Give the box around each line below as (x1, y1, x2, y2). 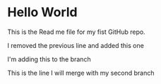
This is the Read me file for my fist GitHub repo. (7, 28, 146, 36)
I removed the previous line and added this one (7, 41, 145, 49)
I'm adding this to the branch (7, 54, 91, 64)
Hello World (7, 4, 78, 20)
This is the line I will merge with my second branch (7, 68, 155, 77)
